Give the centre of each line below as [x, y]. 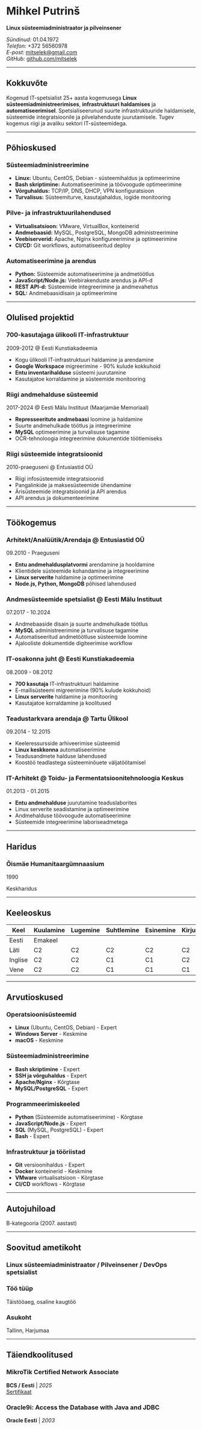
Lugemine [86, 930]
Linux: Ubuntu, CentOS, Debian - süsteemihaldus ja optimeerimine [97, 178]
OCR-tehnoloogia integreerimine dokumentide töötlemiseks [88, 438]
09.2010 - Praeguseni [33, 553]
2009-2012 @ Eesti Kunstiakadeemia [52, 348]
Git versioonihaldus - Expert [50, 1165]
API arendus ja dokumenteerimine [57, 498]
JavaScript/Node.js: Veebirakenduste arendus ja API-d [84, 281]
